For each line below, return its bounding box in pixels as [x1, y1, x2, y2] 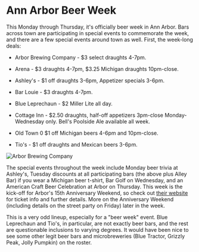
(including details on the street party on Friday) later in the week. [6, 202, 165, 209]
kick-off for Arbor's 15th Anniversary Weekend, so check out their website [6, 189, 188, 197]
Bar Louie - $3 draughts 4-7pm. [14, 88, 93, 95]
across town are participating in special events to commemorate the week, [6, 29, 189, 36]
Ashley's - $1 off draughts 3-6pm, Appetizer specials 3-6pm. [14, 77, 165, 84]
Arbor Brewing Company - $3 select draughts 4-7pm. [14, 54, 147, 61]
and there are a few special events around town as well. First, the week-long [6, 36, 194, 43]
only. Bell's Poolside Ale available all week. [45, 117, 150, 125]
